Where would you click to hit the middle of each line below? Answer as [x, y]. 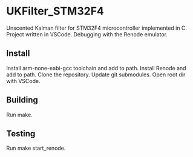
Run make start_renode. [36, 148]
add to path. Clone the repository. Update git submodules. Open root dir [96, 75]
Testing [21, 134]
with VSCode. [23, 81]
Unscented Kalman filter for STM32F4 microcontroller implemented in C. [97, 28]
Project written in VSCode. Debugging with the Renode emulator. [87, 34]
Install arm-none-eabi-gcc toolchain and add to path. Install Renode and [96, 68]
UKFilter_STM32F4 [55, 11]
